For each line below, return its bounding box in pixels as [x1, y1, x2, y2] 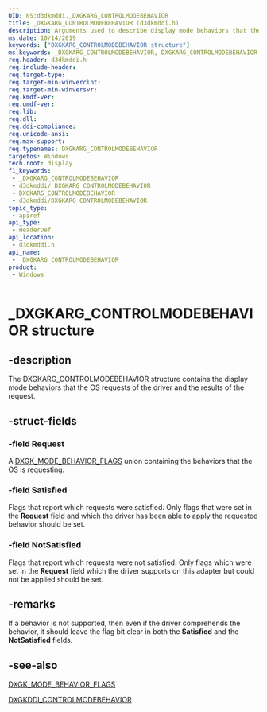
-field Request [8, 438, 65, 449]
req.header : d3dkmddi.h [8, 56, 87, 64]
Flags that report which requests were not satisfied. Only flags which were [8, 558, 252, 567]
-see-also [8, 658, 58, 672]
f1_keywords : [8, 167, 52, 175]
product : [8, 263, 37, 271]
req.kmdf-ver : [8, 93, 56, 101]
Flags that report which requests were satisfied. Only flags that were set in [8, 503, 253, 512]
